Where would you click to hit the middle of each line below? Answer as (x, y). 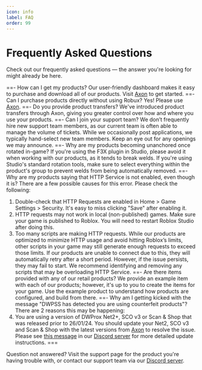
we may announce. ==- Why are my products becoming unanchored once (99, 145)
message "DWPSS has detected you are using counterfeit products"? (101, 304)
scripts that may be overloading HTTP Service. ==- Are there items (98, 272)
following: (18, 190)
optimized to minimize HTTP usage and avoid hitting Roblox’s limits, (99, 240)
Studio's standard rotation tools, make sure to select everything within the (98, 165)
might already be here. (34, 76)
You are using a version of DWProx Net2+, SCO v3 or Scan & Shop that (103, 317)
